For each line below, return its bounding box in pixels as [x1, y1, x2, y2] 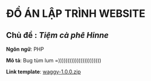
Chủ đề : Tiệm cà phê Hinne [6, 30, 109, 40]
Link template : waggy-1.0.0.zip [6, 68, 81, 75]
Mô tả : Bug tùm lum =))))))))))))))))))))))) [6, 57, 101, 64]
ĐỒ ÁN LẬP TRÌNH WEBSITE [6, 7, 146, 20]
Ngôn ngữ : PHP [6, 45, 44, 52]
